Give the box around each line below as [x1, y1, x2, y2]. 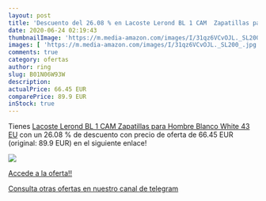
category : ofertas [8, 56, 69, 64]
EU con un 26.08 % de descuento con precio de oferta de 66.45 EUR [8, 130, 234, 139]
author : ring [8, 63, 51, 71]
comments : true [8, 48, 59, 56]
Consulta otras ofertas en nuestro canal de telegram [8, 184, 179, 194]
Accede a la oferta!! [8, 169, 73, 178]
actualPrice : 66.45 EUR [8, 85, 87, 93]
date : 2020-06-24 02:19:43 [8, 26, 97, 34]
